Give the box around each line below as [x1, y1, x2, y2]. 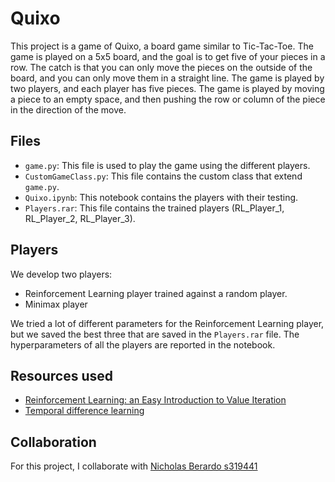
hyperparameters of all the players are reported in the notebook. [10, 338, 276, 351]
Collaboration [10, 433, 97, 451]
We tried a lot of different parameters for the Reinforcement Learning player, [10, 317, 325, 329]
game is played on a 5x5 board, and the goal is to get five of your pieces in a [10, 50, 326, 62]
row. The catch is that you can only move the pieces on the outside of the [10, 61, 313, 73]
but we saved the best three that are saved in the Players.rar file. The [10, 328, 300, 340]
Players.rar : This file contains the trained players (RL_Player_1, [24, 202, 285, 214]
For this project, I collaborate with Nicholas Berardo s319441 [10, 460, 258, 472]
